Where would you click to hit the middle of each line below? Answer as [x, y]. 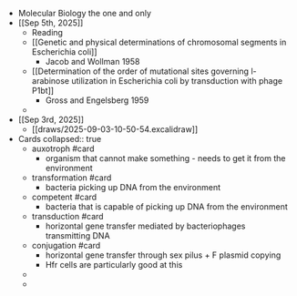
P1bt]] [43, 91]
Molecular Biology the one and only [85, 13]
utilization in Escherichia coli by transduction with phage [177, 81]
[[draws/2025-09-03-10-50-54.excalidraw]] [115, 129]
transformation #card [72, 178]
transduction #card [67, 216]
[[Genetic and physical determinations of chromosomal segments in [159, 42]
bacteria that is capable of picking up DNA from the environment [167, 207]
